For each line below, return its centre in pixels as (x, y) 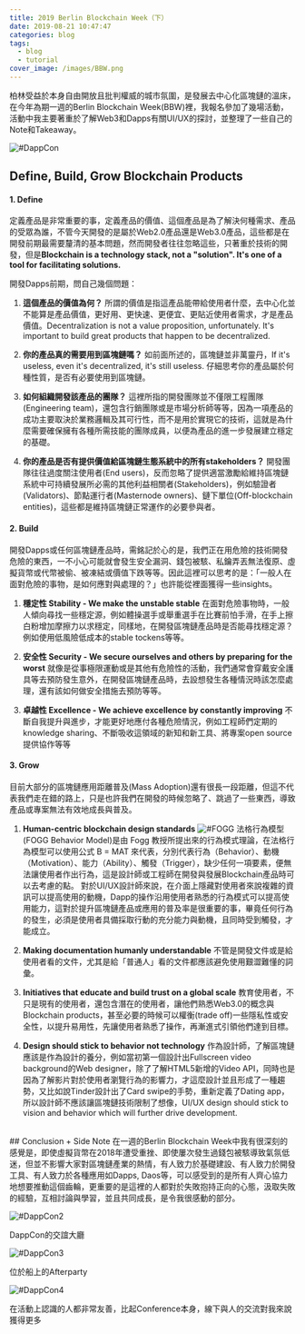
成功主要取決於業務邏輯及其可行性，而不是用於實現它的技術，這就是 (150, 420)
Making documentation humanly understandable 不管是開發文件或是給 (157, 950)
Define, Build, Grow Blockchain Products (126, 177)
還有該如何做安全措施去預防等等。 (102, 691)
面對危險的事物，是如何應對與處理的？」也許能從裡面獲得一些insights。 (143, 583)
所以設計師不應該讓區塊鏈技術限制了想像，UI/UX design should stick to (155, 1102)
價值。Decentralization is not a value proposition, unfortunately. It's (148, 326)
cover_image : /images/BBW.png (67, 69)
